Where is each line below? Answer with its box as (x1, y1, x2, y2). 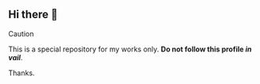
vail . (8, 52, 23, 62)
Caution (8, 29, 34, 38)
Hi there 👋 (8, 8, 58, 21)
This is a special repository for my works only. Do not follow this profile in (8, 44, 252, 54)
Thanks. (8, 68, 35, 78)
